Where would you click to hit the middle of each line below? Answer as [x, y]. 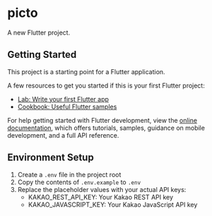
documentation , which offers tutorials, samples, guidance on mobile [106, 128]
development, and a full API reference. [63, 135]
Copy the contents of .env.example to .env [79, 182]
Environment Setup [51, 158]
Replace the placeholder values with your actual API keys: [102, 189]
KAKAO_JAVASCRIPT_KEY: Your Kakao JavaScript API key [113, 204]
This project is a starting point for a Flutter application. [86, 71]
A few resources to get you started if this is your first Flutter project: [106, 85]
